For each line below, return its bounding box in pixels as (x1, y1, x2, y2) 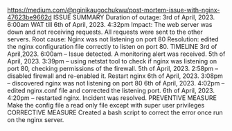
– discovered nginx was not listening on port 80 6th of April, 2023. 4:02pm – (7, 79, 225, 87)
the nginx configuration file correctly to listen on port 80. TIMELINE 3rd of (7, 43, 217, 50)
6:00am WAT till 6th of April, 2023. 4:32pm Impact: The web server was (7, 21, 213, 28)
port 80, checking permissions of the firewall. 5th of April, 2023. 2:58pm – (7, 65, 219, 72)
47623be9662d (7, 13, 52, 21)
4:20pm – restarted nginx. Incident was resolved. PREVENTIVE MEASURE (7, 94, 217, 102)
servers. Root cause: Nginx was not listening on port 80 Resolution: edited (7, 35, 220, 43)
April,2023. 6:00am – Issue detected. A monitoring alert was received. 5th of (7, 50, 226, 58)
